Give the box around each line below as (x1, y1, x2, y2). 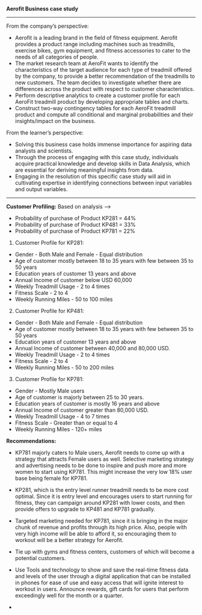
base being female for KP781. (14, 475, 88, 482)
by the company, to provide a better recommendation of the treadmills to (14, 72, 195, 80)
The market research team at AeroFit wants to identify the (14, 60, 158, 67)
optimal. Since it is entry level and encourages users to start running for (14, 493, 193, 500)
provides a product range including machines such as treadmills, (14, 40, 176, 48)
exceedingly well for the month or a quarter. (14, 592, 124, 599)
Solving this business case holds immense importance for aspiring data (14, 141, 192, 148)
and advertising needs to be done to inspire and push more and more (14, 462, 187, 469)
